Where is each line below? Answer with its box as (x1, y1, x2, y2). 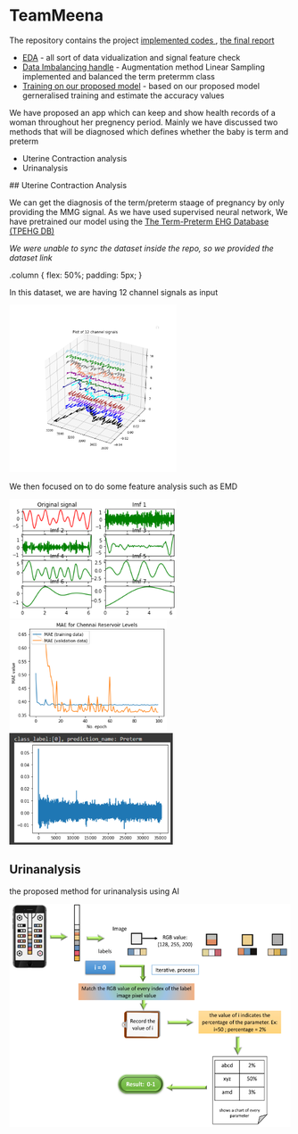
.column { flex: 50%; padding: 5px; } (9, 269, 143, 280)
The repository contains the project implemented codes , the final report (9, 35, 275, 46)
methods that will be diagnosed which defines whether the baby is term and (9, 126, 289, 137)
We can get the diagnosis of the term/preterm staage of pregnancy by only (9, 197, 286, 208)
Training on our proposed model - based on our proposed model (21, 80, 261, 91)
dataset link (9, 252, 53, 263)
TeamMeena (9, 5, 104, 26)
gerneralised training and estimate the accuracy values (21, 90, 225, 101)
